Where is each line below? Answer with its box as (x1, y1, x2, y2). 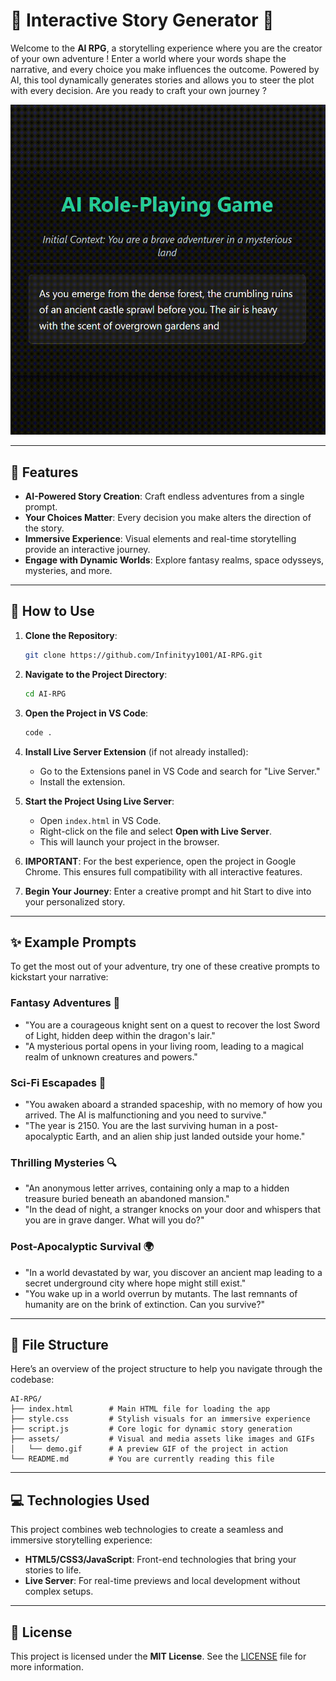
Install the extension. (39, 775, 126, 788)
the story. (24, 522, 65, 534)
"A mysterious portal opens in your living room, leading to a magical (24, 1040, 304, 1052)
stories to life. (24, 1564, 82, 1576)
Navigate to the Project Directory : (24, 668, 168, 680)
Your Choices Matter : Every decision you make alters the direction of (24, 512, 312, 524)
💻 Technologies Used (10, 1492, 150, 1509)
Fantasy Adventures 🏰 (10, 996, 121, 1010)
